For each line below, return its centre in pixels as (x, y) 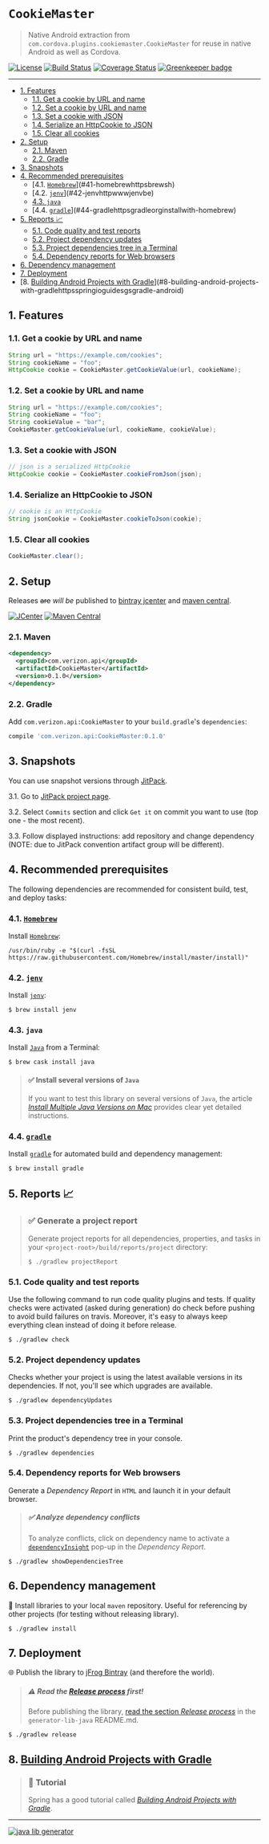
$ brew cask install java (51, 1063)
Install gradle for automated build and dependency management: (115, 1153)
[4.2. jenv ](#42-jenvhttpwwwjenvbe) (93, 193)
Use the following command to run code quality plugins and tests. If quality (132, 1299)
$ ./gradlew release (43, 1735)
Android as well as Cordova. (74, 51)
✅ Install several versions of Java (84, 1080)
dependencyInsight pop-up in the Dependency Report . (117, 1546)
